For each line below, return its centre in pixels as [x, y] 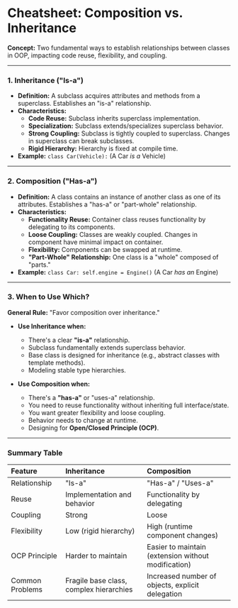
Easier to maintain [177, 547]
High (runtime [170, 526]
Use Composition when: [54, 384]
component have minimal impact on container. [96, 242]
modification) [169, 565]
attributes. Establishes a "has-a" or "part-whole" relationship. [107, 204]
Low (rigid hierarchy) [100, 531]
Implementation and [98, 494]
